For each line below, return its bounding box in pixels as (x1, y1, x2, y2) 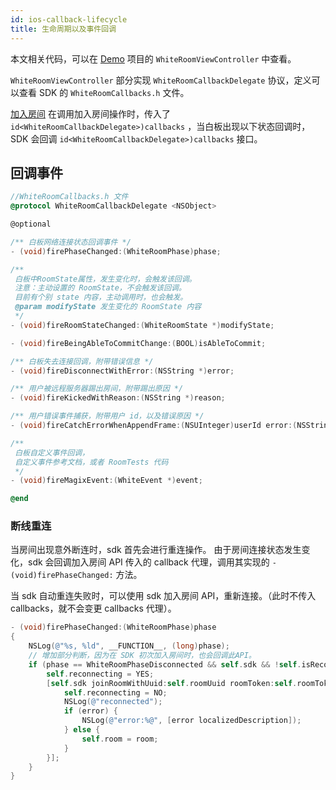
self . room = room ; (81, 734, 159, 744)
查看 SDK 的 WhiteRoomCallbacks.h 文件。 (18, 86, 190, 98)
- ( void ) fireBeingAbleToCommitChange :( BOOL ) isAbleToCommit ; (10, 338, 267, 348)
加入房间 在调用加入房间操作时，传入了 (10, 107, 171, 120)
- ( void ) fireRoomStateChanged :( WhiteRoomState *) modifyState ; (10, 320, 275, 330)
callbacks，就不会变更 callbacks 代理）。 (10, 602, 177, 615)
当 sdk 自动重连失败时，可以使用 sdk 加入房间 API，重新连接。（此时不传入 (10, 590, 317, 602)
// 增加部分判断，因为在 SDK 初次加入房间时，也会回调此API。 (28, 651, 257, 661)
